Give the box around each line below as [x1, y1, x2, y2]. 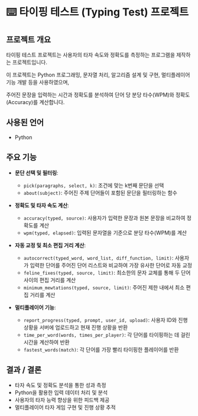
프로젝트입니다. [12, 59, 48, 66]
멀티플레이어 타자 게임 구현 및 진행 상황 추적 [14, 404, 116, 411]
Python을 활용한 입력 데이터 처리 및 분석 [14, 389, 108, 396]
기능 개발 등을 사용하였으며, [6, 79, 70, 86]
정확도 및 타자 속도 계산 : [14, 202, 69, 209]
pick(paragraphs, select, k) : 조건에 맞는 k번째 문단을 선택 [23, 182, 164, 189]
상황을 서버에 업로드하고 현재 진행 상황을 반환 [23, 324, 128, 331]
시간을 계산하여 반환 [23, 338, 70, 346]
